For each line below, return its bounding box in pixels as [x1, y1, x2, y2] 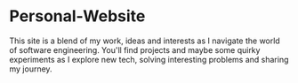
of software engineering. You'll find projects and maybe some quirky [9, 44, 261, 55]
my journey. [9, 64, 52, 74]
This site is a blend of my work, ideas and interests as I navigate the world [9, 35, 280, 46]
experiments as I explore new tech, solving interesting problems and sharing [9, 54, 289, 64]
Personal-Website [9, 6, 146, 26]
